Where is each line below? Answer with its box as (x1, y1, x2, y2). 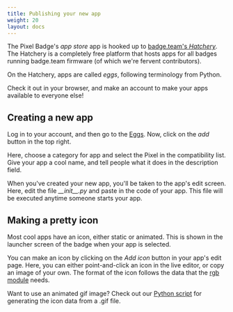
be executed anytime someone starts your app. (7, 194, 143, 203)
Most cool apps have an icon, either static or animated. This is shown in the (7, 233, 223, 241)
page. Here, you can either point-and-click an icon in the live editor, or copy (7, 261, 225, 269)
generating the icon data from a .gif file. (7, 297, 121, 305)
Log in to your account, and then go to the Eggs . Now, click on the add (7, 130, 210, 139)
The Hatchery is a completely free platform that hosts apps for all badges (7, 49, 218, 58)
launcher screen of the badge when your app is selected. (7, 240, 172, 248)
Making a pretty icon (7, 214, 99, 226)
